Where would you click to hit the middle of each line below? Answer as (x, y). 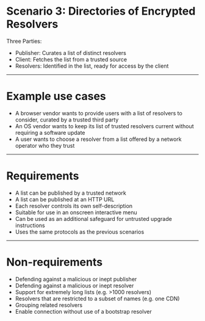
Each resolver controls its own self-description (74, 206)
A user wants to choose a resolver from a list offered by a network (98, 139)
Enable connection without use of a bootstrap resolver (83, 311)
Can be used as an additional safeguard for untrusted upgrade (93, 218)
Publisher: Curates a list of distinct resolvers (70, 52)
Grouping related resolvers (49, 305)
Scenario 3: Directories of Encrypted (101, 11)
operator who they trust (45, 145)
